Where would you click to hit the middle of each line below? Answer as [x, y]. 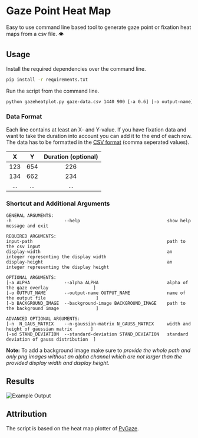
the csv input [24, 247]
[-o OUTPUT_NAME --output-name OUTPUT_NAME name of [96, 293]
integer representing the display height [58, 267]
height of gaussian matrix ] [50, 329]
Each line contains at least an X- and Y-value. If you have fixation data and [96, 129]
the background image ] [52, 309]
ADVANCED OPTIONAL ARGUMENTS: [43, 319]
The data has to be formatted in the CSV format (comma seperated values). [98, 142]
